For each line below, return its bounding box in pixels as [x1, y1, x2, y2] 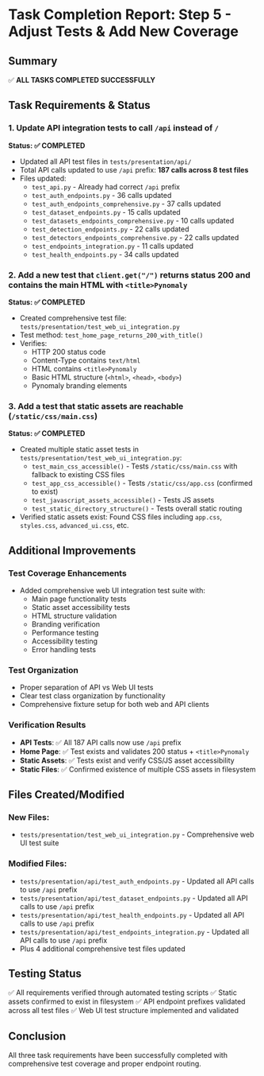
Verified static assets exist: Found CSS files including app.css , [19, 512, 223, 522]
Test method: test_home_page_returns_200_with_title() [19, 330, 204, 340]
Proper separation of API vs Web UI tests [19, 682, 154, 693]
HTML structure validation [31, 611, 117, 620]
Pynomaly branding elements [31, 380, 128, 390]
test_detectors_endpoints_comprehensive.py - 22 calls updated [31, 232, 239, 242]
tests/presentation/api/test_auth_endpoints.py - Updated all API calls [19, 876, 254, 886]
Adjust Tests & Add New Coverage [8, 22, 239, 41]
